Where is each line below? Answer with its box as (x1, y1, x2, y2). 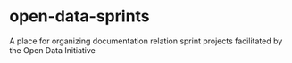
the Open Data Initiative (9, 44, 96, 55)
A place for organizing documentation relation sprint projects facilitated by (9, 35, 283, 46)
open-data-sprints (9, 6, 150, 27)
